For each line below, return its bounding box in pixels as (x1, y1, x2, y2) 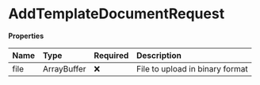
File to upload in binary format (136, 63, 248, 74)
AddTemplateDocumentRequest (8, 5, 225, 23)
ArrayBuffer (42, 63, 86, 74)
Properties (8, 31, 44, 41)
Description (136, 49, 182, 60)
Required (94, 49, 129, 60)
